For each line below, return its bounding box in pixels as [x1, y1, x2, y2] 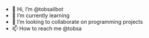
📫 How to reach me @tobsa [11, 25, 82, 32]
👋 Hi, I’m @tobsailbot [11, 6, 64, 12]
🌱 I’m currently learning [11, 12, 70, 19]
